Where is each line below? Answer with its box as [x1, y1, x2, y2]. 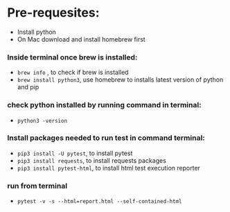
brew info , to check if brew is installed [17, 68, 130, 77]
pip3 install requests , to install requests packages [17, 156, 166, 164]
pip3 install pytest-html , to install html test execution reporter [17, 164, 201, 172]
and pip [17, 83, 39, 91]
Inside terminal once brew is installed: [7, 52, 138, 62]
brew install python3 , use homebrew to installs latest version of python [17, 76, 224, 84]
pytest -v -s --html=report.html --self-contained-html [17, 198, 182, 205]
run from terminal [7, 181, 68, 191]
